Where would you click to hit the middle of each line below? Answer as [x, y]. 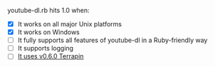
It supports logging [45, 48]
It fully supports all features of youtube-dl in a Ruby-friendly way [112, 40]
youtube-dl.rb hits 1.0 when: [49, 10]
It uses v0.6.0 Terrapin [51, 56]
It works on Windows [48, 32]
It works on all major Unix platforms [70, 24]
